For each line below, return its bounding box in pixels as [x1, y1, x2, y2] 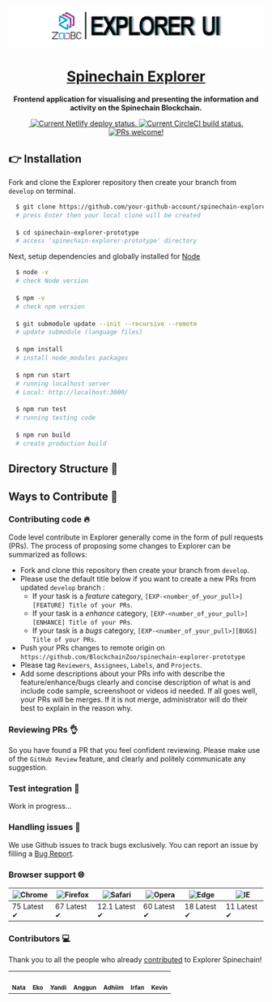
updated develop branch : [19, 583, 105, 592]
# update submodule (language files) [15, 328, 143, 337]
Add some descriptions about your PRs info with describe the [19, 669, 225, 678]
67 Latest [55, 901, 87, 911]
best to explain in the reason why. [19, 703, 133, 712]
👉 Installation [8, 152, 83, 166]
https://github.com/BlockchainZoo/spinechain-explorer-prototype [19, 652, 245, 661]
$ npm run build [15, 431, 70, 439]
